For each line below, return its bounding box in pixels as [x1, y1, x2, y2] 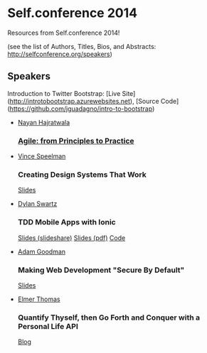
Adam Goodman [17, 247, 66, 256]
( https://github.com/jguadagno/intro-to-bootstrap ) [7, 104, 155, 113]
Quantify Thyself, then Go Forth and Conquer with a [17, 313, 201, 322]
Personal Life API [17, 321, 78, 331]
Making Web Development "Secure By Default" [17, 265, 185, 275]
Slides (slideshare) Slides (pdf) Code [17, 233, 126, 242]
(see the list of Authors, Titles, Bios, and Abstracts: [7, 42, 156, 50]
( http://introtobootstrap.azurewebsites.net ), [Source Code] [7, 97, 179, 105]
